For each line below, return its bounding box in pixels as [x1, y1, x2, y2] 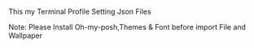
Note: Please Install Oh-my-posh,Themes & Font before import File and [8, 22, 247, 31]
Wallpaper [8, 31, 43, 40]
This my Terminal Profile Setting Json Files [8, 7, 152, 16]
